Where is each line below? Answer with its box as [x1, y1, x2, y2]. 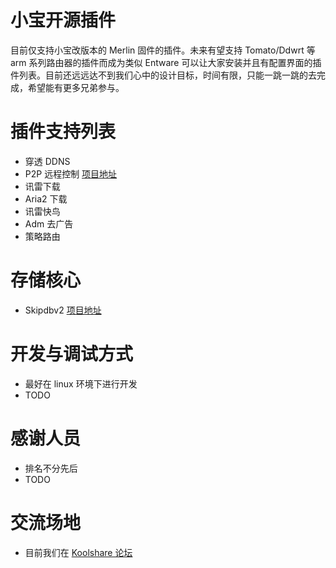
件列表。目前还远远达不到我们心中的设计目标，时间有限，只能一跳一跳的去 [10, 69, 317, 81]
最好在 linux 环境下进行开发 [24, 377, 138, 390]
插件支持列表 [10, 121, 117, 143]
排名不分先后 [24, 462, 78, 474]
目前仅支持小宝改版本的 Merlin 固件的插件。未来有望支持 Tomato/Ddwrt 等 [10, 44, 316, 56]
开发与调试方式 [10, 343, 134, 365]
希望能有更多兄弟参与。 [27, 81, 125, 93]
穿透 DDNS [24, 155, 71, 167]
